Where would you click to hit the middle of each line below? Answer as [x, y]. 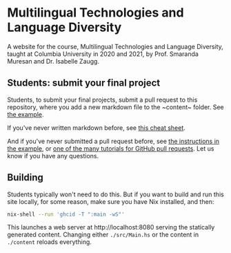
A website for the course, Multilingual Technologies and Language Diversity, [115, 46]
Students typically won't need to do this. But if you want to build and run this [115, 194]
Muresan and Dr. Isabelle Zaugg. [53, 61]
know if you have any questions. [53, 156]
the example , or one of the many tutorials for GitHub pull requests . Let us [111, 148]
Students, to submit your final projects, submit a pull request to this [102, 100]
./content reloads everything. [49, 242]
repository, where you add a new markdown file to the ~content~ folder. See [115, 107]
